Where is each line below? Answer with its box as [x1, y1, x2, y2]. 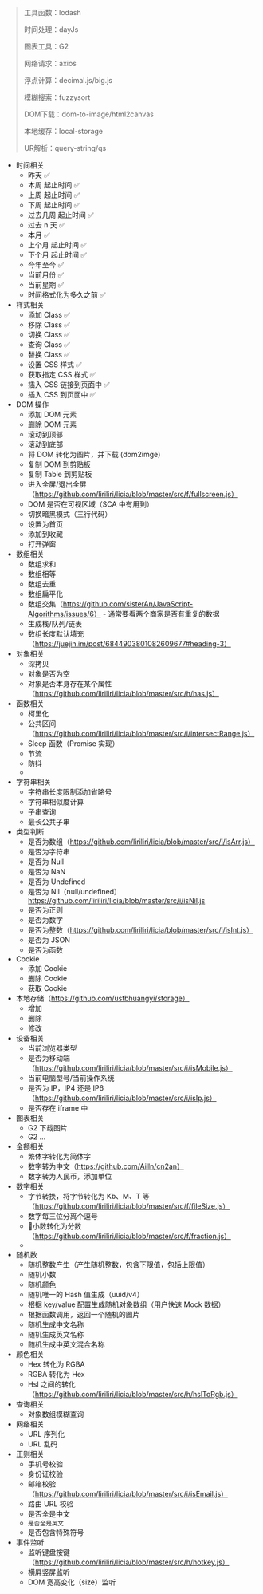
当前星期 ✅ [27, 280, 65, 290]
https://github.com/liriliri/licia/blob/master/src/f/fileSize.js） [34, 1201, 230, 1211]
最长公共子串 [27, 817, 70, 827]
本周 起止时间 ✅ [27, 180, 80, 190]
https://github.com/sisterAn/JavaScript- [62, 599, 194, 609]
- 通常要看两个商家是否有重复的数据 [102, 610, 221, 618]
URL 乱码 [27, 1439, 58, 1449]
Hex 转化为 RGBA [27, 1359, 85, 1369]
